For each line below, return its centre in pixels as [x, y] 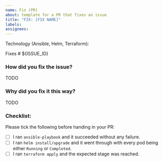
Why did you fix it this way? [40, 91]
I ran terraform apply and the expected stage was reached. [76, 154]
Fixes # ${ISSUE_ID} [27, 54]
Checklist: [19, 116]
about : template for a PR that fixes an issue [56, 15]
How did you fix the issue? [39, 67]
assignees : [17, 29]
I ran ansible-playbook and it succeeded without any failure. [76, 137]
